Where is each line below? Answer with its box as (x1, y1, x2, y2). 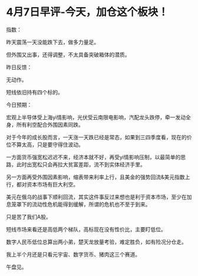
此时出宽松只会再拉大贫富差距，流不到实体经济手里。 (16, 160, 146, 168)
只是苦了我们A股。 (6, 213, 51, 220)
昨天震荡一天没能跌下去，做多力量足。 (6, 38, 99, 45)
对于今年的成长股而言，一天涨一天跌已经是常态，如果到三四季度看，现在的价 (6, 133, 192, 140)
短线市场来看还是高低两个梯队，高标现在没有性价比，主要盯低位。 (6, 225, 166, 233)
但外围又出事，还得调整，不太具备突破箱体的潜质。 (6, 51, 130, 58)
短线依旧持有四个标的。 (6, 88, 63, 96)
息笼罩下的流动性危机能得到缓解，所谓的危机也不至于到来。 (6, 201, 151, 208)
